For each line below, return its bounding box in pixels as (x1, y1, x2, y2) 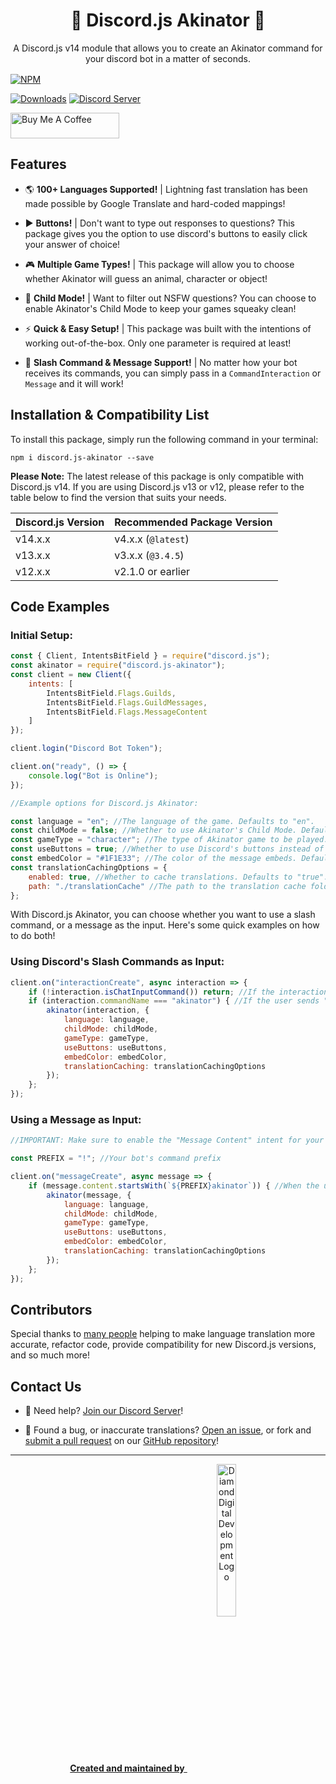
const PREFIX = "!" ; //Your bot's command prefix (10, 1154, 222, 1164)
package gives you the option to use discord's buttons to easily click (24, 227, 308, 239)
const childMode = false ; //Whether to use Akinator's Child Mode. (10, 825, 298, 836)
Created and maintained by (69, 1762, 185, 1774)
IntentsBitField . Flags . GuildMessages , (46, 697, 208, 708)
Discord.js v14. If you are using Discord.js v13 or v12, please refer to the (10, 480, 305, 493)
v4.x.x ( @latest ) (114, 532, 190, 546)
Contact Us (10, 1378, 82, 1395)
